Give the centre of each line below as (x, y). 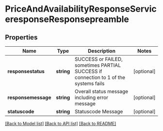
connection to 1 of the (100, 77)
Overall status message (101, 91)
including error (91, 97)
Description (102, 51)
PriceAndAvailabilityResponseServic (81, 9)
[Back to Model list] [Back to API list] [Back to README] (61, 123)
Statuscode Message (99, 112)
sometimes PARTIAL (98, 65)
